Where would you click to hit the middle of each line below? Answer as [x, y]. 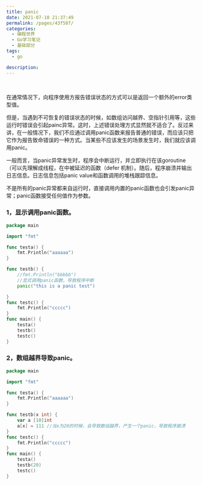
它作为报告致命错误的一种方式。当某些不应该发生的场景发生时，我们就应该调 [101, 140]
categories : [21, 29]
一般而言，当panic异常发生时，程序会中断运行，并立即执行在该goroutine [96, 160]
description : [23, 67]
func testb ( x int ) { [32, 415]
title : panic [23, 12]
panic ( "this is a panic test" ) [56, 286]
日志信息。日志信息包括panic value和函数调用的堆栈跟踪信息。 [84, 175]
